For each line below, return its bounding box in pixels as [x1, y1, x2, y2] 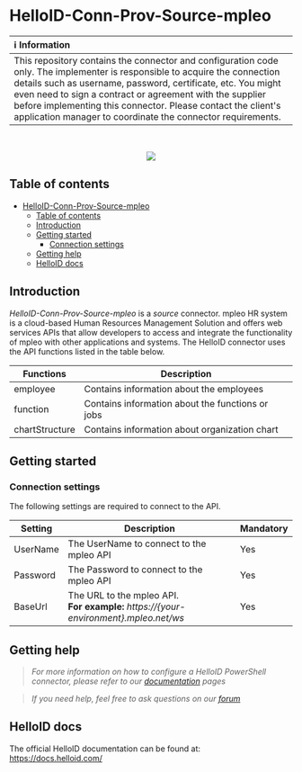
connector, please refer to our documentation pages [31, 676, 226, 687]
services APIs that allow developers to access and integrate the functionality [9, 327, 293, 337]
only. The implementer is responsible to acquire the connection [13, 65, 280, 77]
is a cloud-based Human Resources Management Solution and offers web [9, 317, 283, 328]
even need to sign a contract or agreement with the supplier [13, 87, 267, 100]
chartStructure [13, 423, 75, 435]
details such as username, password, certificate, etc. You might [13, 76, 281, 89]
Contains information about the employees [84, 382, 263, 395]
